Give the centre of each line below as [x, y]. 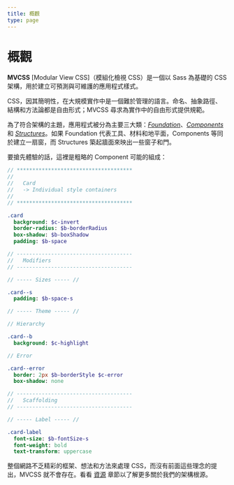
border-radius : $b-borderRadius [61, 229]
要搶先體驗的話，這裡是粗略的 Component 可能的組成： [87, 157]
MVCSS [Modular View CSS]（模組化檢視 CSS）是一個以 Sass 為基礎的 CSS [117, 78]
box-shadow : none [39, 382]
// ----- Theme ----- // [43, 312]
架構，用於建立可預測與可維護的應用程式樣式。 [74, 86]
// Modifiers [29, 260]
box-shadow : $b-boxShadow [51, 235]
